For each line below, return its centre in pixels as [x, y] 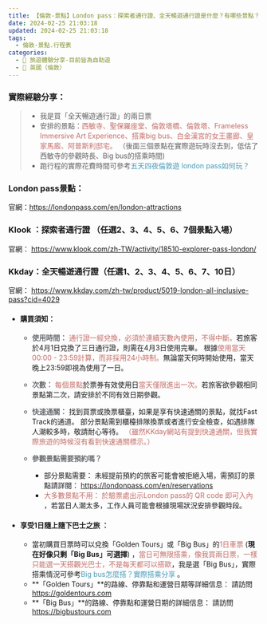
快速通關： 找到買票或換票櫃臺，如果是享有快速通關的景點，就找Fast [144, 412]
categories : [28, 53]
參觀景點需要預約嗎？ [67, 459]
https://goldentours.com [71, 593]
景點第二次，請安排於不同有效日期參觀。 [98, 395]
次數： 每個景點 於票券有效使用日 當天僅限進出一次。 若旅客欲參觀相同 [144, 385]
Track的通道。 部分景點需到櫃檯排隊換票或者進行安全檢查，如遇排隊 [143, 422]
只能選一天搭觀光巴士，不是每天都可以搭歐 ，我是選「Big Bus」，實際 [144, 564]
